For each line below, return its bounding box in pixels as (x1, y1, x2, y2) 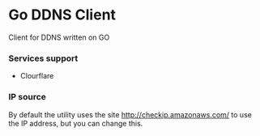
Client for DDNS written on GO (8, 32, 110, 42)
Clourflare (19, 71, 54, 81)
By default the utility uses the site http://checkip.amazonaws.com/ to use (8, 109, 253, 119)
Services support (8, 53, 79, 64)
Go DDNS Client (8, 6, 116, 24)
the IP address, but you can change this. (8, 118, 143, 128)
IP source (8, 91, 47, 103)
